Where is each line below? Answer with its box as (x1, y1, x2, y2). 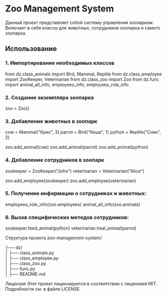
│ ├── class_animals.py (5, 250, 55, 256)
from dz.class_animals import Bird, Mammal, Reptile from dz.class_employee (5, 71, 162, 77)
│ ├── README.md (5, 271, 46, 277)
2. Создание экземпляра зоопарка (5, 94, 94, 101)
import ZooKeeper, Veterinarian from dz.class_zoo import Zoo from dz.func (5, 76, 159, 82)
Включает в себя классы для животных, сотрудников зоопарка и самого (5, 24, 161, 30)
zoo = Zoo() (5, 105, 30, 111)
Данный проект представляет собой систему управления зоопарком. (5, 19, 154, 25)
